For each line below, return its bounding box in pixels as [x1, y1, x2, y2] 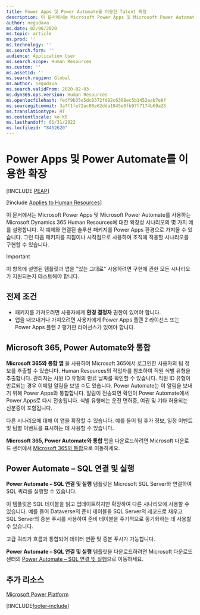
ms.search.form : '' [6, 48, 55, 54]
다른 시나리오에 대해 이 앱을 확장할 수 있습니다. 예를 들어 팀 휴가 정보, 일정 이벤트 [6, 417, 193, 424]
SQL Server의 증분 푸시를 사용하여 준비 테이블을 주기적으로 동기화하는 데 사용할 [6, 516, 192, 523]
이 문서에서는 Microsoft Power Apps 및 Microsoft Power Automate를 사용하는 [6, 211, 192, 218]
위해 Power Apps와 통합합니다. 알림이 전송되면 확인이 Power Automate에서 [12, 389, 189, 397]
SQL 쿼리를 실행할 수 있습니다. [6, 488, 77, 495]
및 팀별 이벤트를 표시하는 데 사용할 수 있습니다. [6, 424, 114, 432]
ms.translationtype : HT [6, 108, 65, 114]
